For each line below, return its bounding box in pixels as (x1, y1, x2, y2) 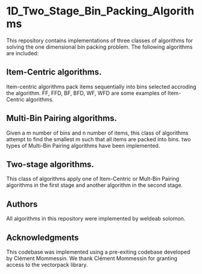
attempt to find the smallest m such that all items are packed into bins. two (6, 135, 191, 142)
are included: (6, 49, 39, 56)
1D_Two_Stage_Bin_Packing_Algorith (6, 4, 195, 18)
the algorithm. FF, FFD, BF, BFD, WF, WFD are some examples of (6, 89, 167, 97)
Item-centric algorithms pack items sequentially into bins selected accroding (6, 83, 197, 90)
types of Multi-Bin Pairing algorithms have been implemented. (6, 142, 160, 149)
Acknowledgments (6, 233, 80, 243)
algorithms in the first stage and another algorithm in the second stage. (6, 181, 183, 189)
